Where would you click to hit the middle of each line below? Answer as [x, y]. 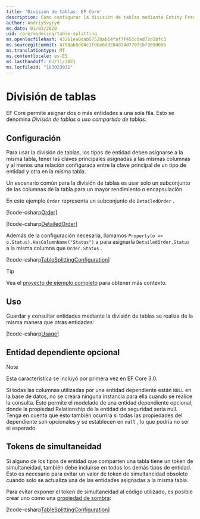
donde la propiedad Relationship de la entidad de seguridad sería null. [92, 409]
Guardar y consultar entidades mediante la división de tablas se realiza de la [100, 316]
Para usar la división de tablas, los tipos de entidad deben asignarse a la [95, 153]
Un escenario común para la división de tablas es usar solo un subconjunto [98, 183]
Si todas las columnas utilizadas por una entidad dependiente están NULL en [99, 390]
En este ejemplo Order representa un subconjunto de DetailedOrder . [90, 201]
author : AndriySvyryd [33, 23]
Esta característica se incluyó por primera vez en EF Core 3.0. [82, 378]
